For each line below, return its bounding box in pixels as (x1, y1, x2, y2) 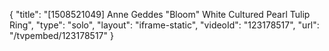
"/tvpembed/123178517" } (9, 30, 114, 41)
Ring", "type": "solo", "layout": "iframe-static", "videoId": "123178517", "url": (9, 19, 320, 31)
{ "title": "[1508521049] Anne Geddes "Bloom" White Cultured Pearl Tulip (9, 9, 311, 20)
